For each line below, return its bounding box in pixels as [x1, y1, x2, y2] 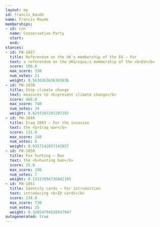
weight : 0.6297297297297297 [10, 111, 69, 116]
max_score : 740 [10, 102, 42, 107]
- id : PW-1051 [5, 181, 35, 187]
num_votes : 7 [10, 172, 37, 177]
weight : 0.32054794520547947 [10, 209, 71, 215]
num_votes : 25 [10, 205, 39, 210]
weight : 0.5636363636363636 [10, 78, 69, 83]
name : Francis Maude [5, 17, 49, 22]
